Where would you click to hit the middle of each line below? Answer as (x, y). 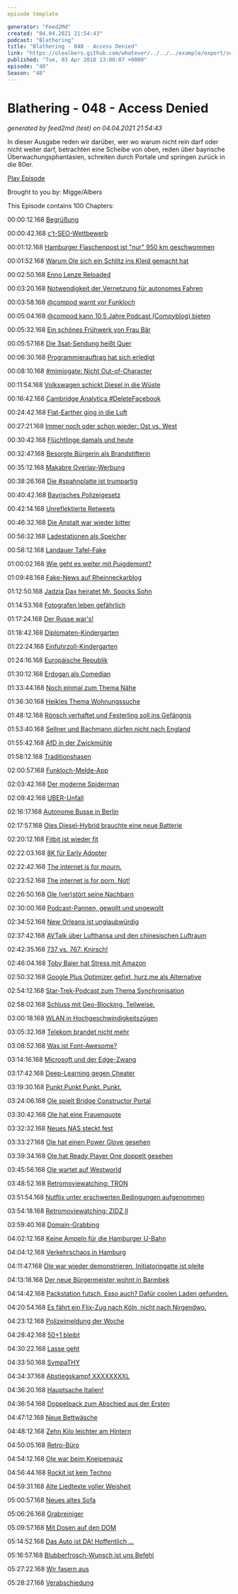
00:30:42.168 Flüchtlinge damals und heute (70, 440)
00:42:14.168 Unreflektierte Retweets (61, 508)
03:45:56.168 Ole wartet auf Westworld (64, 1169)
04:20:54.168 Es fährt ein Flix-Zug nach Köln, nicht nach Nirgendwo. (107, 1307)
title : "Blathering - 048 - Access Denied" (73, 47)
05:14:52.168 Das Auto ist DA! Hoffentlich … (71, 1541)
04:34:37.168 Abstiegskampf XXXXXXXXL (68, 1376)
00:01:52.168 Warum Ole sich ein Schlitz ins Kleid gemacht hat (98, 261)
